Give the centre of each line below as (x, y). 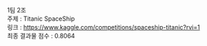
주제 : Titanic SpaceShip (41, 19)
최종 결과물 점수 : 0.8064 (41, 36)
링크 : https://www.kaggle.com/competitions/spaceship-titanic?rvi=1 (104, 27)
